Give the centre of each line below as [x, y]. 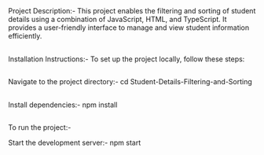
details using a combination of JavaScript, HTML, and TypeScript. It [117, 20]
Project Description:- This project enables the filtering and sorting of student [132, 11]
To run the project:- [40, 127]
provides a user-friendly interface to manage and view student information [129, 28]
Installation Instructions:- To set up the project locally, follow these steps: [126, 59]
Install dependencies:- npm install [63, 105]
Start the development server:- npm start [75, 142]
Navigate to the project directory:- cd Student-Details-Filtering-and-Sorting [130, 82]
